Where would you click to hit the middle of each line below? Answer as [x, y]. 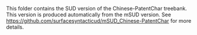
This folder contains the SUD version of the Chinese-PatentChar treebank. [97, 8]
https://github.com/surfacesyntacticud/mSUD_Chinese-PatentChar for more [99, 21]
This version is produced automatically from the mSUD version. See [89, 15]
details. [15, 27]
